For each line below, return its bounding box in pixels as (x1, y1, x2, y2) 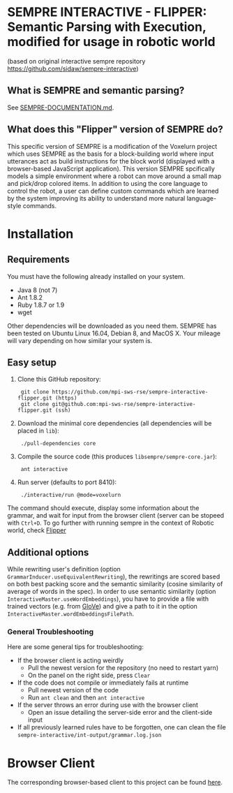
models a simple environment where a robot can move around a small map (7, 172, 222, 180)
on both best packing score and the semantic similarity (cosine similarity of (7, 580, 223, 588)
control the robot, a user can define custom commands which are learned (7, 187, 219, 195)
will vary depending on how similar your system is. (7, 336, 153, 344)
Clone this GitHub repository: (17, 375, 101, 384)
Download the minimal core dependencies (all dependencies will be (17, 419, 212, 428)
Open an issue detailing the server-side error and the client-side (27, 708, 213, 717)
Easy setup (7, 356, 57, 368)
